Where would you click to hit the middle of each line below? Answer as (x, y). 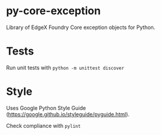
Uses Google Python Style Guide (46, 108)
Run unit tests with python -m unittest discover (65, 67)
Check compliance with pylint (44, 126)
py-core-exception (54, 11)
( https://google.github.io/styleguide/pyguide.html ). (68, 114)
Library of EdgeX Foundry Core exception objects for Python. (81, 27)
